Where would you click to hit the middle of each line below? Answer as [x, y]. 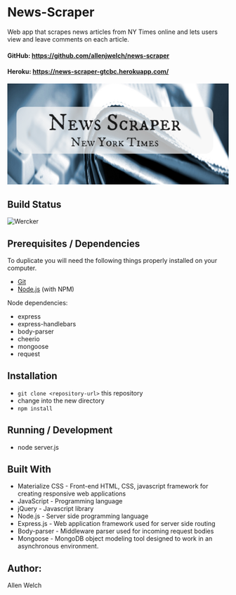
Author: [25, 568]
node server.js [38, 447]
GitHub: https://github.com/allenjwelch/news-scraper [88, 55]
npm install [35, 409]
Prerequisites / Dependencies [74, 244]
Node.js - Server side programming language [83, 516]
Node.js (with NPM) [46, 289]
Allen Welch [25, 585]
